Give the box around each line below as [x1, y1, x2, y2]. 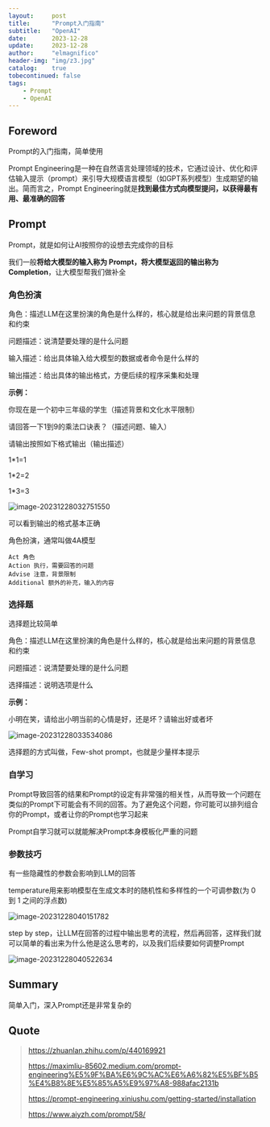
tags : [8, 79, 27, 87]
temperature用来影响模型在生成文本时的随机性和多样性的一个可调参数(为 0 [8, 885, 256, 895]
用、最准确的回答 [8, 194, 65, 204]
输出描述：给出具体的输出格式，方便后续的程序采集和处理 [8, 371, 199, 380]
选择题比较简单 [8, 619, 58, 628]
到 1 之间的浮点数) [8, 896, 68, 905]
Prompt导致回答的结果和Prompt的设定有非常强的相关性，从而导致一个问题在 [8, 789, 262, 798]
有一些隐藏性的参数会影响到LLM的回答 [8, 868, 136, 878]
